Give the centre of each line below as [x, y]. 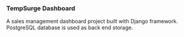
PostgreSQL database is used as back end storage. [70, 27]
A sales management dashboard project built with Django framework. [92, 21]
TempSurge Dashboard [41, 8]
